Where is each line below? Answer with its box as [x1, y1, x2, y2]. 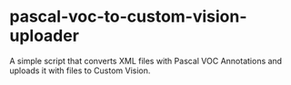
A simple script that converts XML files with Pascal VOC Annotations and [9, 55, 283, 66]
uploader [9, 25, 80, 46]
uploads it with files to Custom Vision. [9, 65, 151, 76]
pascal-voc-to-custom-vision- [9, 6, 247, 27]
